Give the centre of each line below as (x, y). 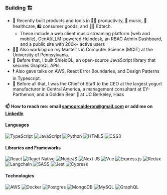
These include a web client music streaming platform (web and (85, 34)
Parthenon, (24, 94)
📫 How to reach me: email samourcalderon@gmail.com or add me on (79, 106)
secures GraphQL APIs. (37, 66)
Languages (17, 125)
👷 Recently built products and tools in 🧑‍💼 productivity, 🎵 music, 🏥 (79, 21)
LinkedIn (15, 113)
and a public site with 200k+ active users (62, 44)
